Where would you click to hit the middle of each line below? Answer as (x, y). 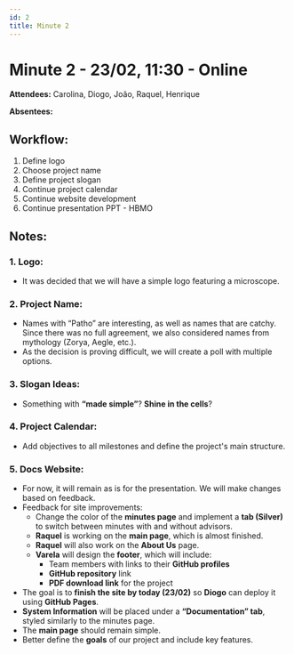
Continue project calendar (70, 190)
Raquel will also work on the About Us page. (117, 545)
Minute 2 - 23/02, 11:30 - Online (129, 70)
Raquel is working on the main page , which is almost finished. (149, 536)
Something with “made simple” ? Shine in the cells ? (117, 404)
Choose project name (62, 171)
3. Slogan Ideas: (45, 384)
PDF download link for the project (111, 583)
